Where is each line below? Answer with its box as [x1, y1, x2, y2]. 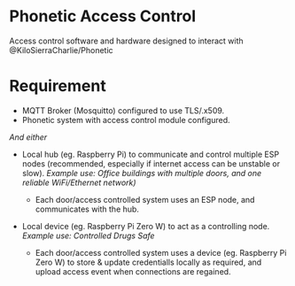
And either [9, 131, 48, 143]
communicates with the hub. [35, 204, 140, 214]
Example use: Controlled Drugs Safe [21, 230, 155, 241]
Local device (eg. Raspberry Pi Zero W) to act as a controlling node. [21, 220, 270, 231]
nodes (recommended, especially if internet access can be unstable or [21, 158, 281, 169]
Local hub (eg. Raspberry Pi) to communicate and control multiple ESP [21, 149, 280, 159]
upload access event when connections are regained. [35, 266, 232, 276]
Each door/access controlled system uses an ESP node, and [35, 194, 255, 205]
